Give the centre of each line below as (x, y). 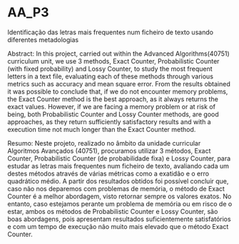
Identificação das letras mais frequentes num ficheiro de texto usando (111, 32)
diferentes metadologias (43, 39)
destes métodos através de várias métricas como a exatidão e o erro (108, 173)
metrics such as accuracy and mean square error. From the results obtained (119, 83)
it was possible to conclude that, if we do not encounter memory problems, (118, 91)
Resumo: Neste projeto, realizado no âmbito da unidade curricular (104, 143)
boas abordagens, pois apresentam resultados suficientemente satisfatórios (119, 219)
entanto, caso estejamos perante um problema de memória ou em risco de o (120, 203)
